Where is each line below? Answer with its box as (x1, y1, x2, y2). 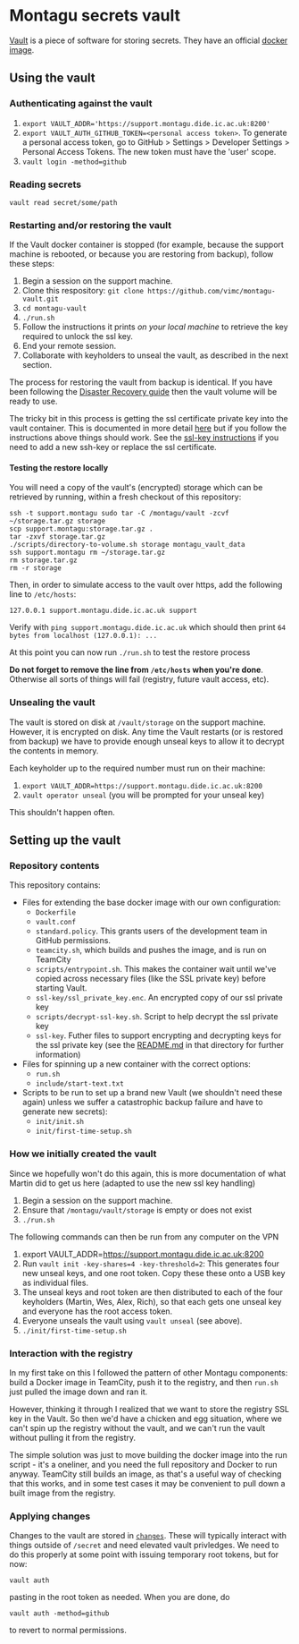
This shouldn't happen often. (9, 806, 115, 817)
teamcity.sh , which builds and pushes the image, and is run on (35, 945, 267, 956)
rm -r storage (9, 564, 62, 573)
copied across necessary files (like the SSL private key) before (35, 973, 266, 984)
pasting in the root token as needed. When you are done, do (9, 1592, 230, 1603)
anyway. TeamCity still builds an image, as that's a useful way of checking (9, 1469, 282, 1479)
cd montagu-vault (21, 304, 87, 313)
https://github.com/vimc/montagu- (146, 287, 276, 296)
